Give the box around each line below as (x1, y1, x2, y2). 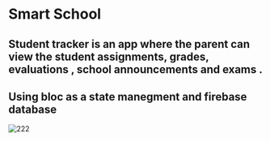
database (8, 102, 57, 116)
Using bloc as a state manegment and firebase (8, 90, 247, 104)
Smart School (8, 5, 102, 23)
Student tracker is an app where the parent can (8, 37, 251, 51)
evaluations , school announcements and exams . (8, 62, 263, 76)
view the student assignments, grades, (8, 49, 209, 63)
